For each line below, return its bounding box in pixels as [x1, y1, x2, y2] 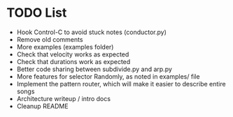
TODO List [6, 5, 67, 21]
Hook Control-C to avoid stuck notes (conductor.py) [16, 28, 167, 36]
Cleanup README [16, 102, 69, 110]
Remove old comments [16, 35, 83, 43]
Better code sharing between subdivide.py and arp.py [16, 65, 173, 73]
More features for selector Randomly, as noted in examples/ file [16, 72, 200, 81]
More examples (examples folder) [16, 42, 114, 51]
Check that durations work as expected [16, 57, 131, 65]
